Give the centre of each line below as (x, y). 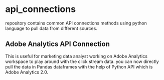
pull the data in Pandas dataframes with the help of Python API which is (79, 66)
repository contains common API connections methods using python (76, 23)
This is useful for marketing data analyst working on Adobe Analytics (76, 56)
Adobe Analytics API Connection (58, 44)
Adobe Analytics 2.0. (27, 72)
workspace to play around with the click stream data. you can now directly (82, 61)
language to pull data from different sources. (51, 28)
